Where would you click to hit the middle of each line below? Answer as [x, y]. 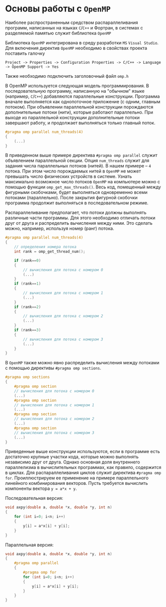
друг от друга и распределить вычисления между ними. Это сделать [79, 223]
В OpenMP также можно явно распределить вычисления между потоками [82, 363]
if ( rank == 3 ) [28, 330]
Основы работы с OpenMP [58, 9]
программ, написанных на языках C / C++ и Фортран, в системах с [74, 27]
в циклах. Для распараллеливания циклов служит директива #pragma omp [83, 473]
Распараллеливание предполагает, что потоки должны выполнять [76, 213]
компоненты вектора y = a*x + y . [41, 488]
